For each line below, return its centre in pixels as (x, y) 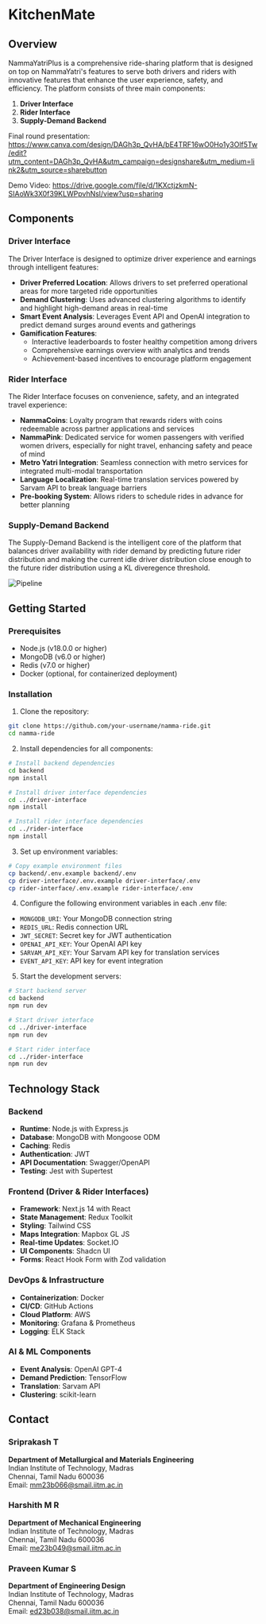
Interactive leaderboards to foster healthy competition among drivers (145, 341)
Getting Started (47, 609)
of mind (32, 454)
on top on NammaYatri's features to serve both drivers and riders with (122, 72)
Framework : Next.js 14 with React (75, 1209)
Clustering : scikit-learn (58, 1394)
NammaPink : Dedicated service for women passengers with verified (132, 437)
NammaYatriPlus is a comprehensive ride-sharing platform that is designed (131, 63)
